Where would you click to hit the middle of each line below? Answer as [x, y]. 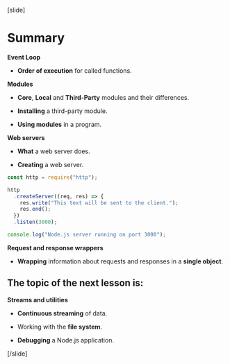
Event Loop [24, 57]
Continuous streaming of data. [62, 313]
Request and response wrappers [55, 248]
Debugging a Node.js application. [66, 340]
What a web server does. [54, 151]
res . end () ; [35, 209]
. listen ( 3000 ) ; [35, 222]
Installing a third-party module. [62, 111]
